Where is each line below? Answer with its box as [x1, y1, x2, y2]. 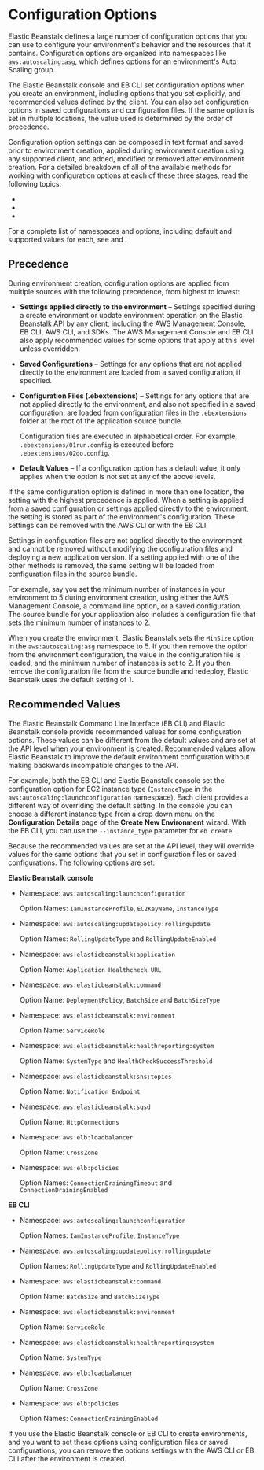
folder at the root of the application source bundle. [19, 416, 183, 426]
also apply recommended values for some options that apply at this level [19, 335, 255, 345]
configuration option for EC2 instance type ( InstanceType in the [8, 784, 213, 793]
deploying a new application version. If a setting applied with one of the [8, 552, 240, 562]
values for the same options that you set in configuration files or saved [8, 849, 237, 859]
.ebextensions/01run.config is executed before [19, 439, 174, 449]
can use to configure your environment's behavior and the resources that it [8, 39, 251, 49]
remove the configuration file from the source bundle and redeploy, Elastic [8, 667, 249, 676]
